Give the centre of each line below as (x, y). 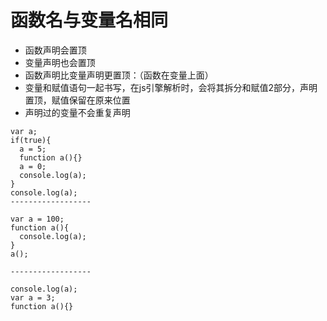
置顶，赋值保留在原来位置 (77, 100)
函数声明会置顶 (55, 50)
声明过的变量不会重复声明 (77, 112)
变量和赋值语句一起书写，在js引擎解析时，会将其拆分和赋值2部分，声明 (171, 87)
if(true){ (31, 140)
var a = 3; (33, 297)
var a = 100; (37, 219)
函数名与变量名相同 (89, 20)
